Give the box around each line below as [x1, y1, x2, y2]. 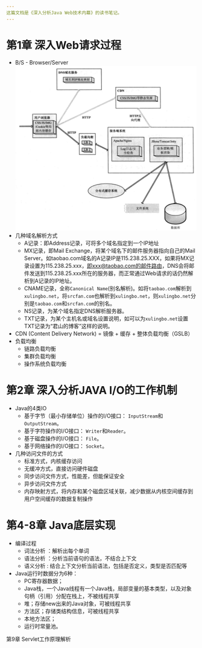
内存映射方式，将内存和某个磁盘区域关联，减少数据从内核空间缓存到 [24, 488, 194, 495]
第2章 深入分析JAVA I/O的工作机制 [6, 384, 178, 398]
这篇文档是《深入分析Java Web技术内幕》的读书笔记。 [6, 10, 122, 16]
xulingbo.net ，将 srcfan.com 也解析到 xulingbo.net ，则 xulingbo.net [24, 292, 191, 299]
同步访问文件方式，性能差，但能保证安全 [24, 472, 125, 480]
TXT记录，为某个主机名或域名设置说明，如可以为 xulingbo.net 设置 [24, 314, 189, 322]
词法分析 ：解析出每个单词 [24, 547, 89, 554]
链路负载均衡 [24, 345, 56, 352]
